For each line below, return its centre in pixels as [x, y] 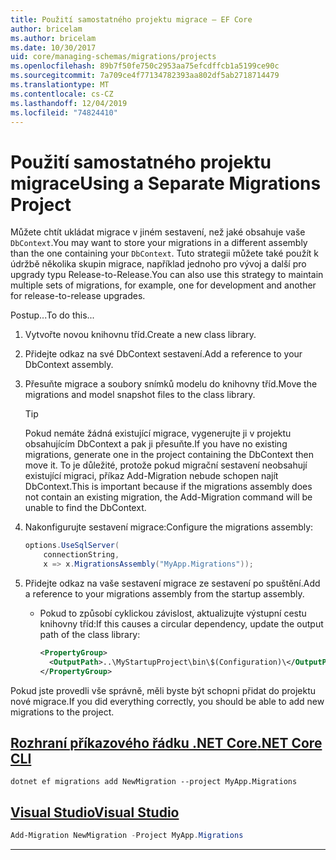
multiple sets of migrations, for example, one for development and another [163, 285]
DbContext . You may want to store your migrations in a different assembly [159, 243]
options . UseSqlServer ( [72, 546]
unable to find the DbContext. [85, 508]
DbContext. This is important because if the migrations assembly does [168, 487]
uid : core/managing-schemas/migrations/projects [113, 57]
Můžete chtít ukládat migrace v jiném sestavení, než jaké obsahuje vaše [158, 232]
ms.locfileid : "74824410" [64, 112]
